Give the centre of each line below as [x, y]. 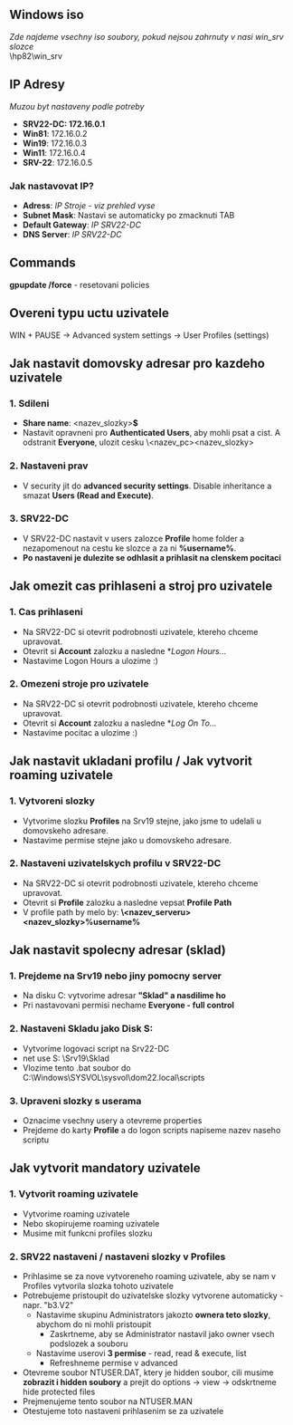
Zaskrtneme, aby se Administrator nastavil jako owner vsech [162, 1334]
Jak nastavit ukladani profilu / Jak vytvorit [131, 761]
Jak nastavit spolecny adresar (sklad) [118, 950]
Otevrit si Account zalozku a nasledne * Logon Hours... [124, 650]
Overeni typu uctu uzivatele [90, 313]
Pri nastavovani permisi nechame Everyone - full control [128, 1006]
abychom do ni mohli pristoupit [94, 1324]
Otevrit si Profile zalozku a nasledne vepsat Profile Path [127, 902]
